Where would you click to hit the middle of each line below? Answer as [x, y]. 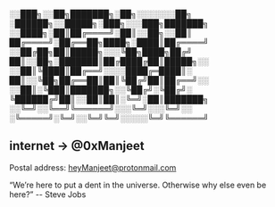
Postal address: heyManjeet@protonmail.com [93, 167]
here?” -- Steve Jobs [48, 194]
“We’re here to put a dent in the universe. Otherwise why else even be [138, 185]
